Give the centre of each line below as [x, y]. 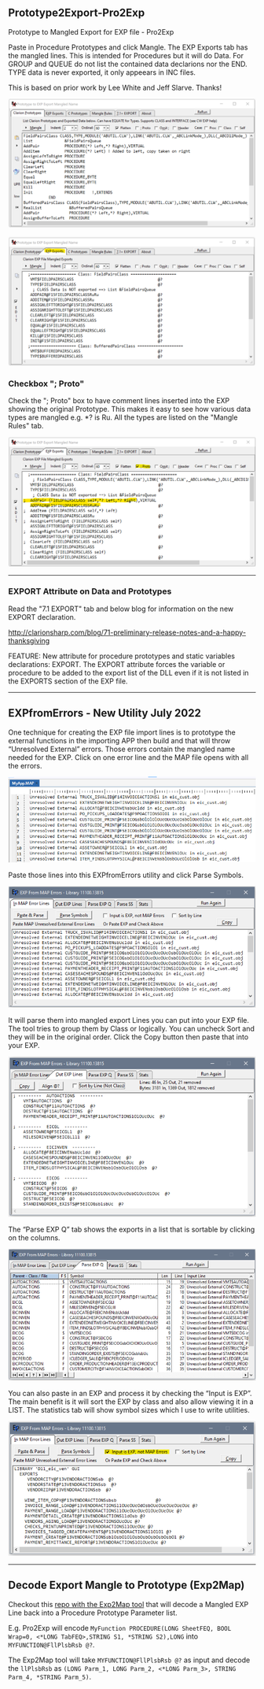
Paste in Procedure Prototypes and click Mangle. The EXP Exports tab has [128, 47]
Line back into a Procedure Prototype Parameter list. [93, 1613]
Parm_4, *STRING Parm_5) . [50, 1676]
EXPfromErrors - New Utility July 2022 [105, 713]
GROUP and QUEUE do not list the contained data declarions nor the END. [128, 64]
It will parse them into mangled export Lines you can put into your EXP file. [129, 1020]
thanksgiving [29, 640]
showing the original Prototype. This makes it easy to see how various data [130, 409]
